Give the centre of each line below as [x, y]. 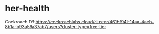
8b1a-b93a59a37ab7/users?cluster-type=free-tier [56, 26]
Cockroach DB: [20, 22]
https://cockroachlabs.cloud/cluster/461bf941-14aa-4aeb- [95, 22]
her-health [27, 8]
